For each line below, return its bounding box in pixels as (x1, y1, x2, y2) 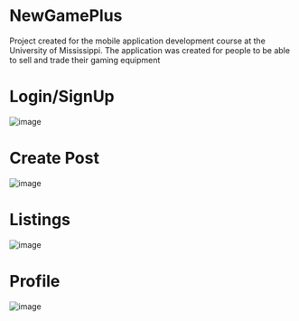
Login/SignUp (9, 87, 115, 107)
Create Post (9, 148, 99, 168)
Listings (9, 210, 70, 230)
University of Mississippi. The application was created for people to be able (9, 44, 291, 55)
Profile (9, 270, 61, 291)
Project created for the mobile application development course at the (9, 35, 266, 46)
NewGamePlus (9, 5, 123, 26)
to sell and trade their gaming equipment (9, 54, 161, 65)
